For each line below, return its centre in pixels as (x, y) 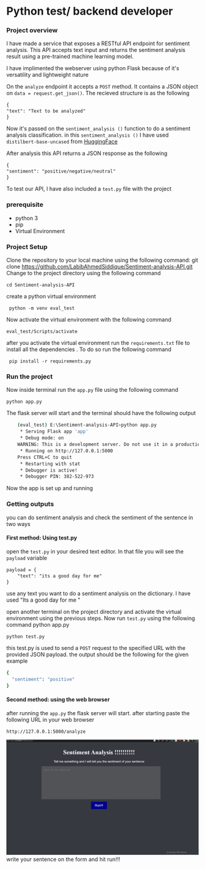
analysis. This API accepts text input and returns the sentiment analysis (96, 50)
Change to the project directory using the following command (84, 273)
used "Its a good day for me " (43, 600)
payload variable (27, 558)
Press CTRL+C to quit (45, 457)
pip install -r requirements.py (50, 361)
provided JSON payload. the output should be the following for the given (98, 654)
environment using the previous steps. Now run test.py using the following (101, 618)
